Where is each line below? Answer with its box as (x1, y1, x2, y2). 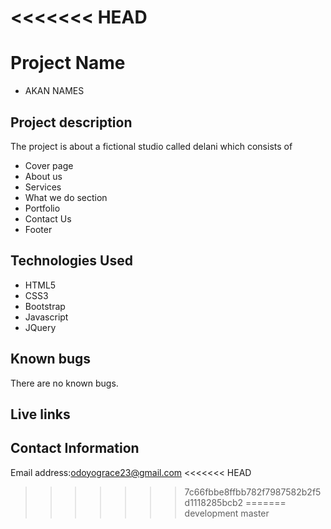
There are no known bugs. (10, 377, 119, 389)
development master (184, 507, 270, 519)
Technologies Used (10, 252, 133, 270)
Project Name (10, 52, 126, 75)
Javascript (24, 311, 69, 323)
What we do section (24, 191, 108, 203)
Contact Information (10, 440, 140, 457)
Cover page (24, 159, 74, 171)
